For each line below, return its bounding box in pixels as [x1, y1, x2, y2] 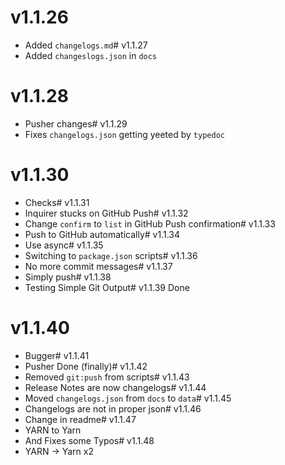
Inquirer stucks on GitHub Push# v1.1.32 [24, 207, 189, 219]
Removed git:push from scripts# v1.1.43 [24, 371, 190, 383]
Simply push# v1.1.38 [24, 271, 112, 283]
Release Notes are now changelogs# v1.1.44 [24, 381, 207, 393]
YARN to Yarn [24, 424, 82, 436]
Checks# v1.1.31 [24, 196, 90, 208]
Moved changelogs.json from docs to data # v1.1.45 [24, 392, 232, 404]
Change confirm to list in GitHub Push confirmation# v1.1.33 [24, 217, 276, 230]
